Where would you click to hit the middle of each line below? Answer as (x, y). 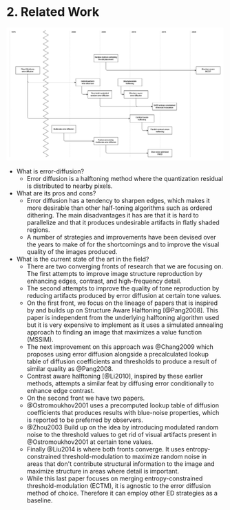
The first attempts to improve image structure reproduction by (114, 273)
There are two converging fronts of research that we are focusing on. (125, 266)
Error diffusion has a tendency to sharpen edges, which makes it (118, 200)
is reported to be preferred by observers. (85, 420)
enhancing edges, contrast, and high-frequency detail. (104, 281)
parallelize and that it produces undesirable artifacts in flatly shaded (123, 222)
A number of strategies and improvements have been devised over (121, 237)
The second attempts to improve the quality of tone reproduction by (123, 288)
